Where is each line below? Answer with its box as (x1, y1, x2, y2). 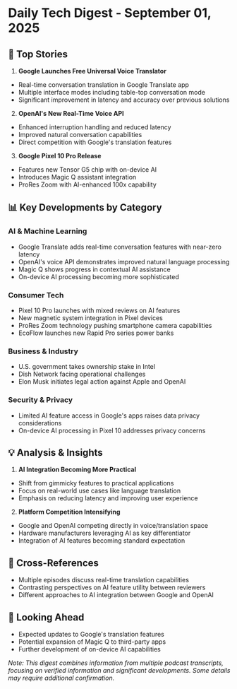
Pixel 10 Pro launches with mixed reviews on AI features (18, 306, 181, 314)
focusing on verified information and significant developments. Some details (8, 666, 231, 675)
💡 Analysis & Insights (8, 447, 103, 459)
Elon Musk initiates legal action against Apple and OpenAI (18, 377, 186, 386)
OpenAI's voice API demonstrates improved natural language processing (18, 257, 230, 266)
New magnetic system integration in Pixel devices (18, 313, 163, 322)
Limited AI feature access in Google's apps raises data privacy (18, 411, 200, 420)
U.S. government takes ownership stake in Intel (18, 363, 156, 371)
